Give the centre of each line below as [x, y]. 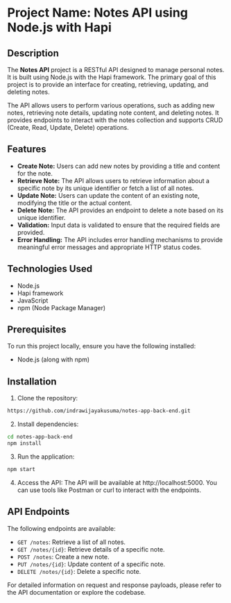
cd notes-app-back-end [40, 437]
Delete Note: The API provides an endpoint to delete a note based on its [120, 210]
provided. [31, 232]
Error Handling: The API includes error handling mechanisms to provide [120, 239]
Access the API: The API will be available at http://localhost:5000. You [117, 482]
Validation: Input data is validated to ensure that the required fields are [119, 225]
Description [33, 53]
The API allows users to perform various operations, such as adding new [111, 105]
